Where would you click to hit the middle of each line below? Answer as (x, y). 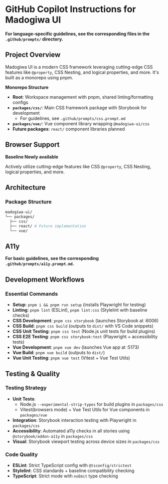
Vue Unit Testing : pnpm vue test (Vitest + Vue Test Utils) (71, 358)
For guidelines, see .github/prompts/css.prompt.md (73, 118)
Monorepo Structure (27, 87)
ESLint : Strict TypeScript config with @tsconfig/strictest (72, 465)
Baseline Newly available (32, 157)
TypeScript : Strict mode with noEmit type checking (65, 476)
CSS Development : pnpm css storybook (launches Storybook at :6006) (86, 321)
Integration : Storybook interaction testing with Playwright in (74, 420)
